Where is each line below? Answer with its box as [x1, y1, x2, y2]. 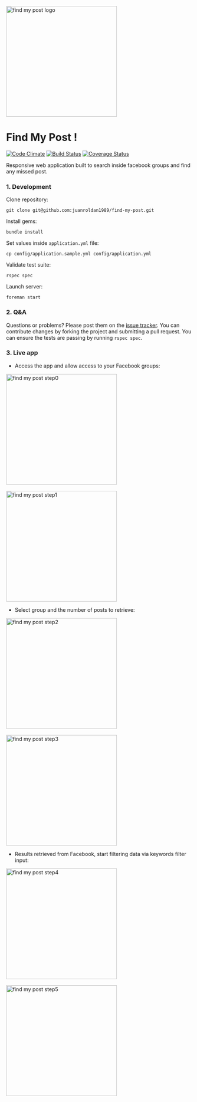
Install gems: [6, 218, 37, 225]
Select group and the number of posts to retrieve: [14, 606, 135, 613]
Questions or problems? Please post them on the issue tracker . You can [6, 322, 180, 329]
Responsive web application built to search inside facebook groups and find [6, 162, 191, 169]
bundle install [6, 229, 44, 235]
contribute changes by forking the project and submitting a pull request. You [6, 327, 192, 335]
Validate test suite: [6, 261, 51, 268]
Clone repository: [6, 196, 48, 203]
